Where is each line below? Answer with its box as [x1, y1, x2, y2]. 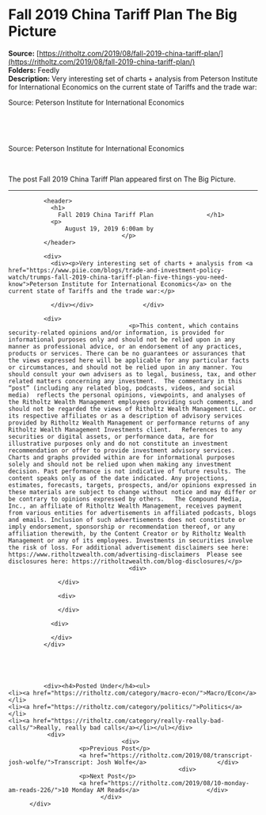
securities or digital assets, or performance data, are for [8, 432, 215, 440]
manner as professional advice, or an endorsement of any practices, [8, 342, 243, 350]
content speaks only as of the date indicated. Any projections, [8, 474, 228, 482]
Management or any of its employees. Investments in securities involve [8, 536, 253, 544]
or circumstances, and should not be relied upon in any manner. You [8, 363, 243, 371]
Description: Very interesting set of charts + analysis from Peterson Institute [8, 74, 258, 83]
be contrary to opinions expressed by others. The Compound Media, [8, 495, 243, 503]
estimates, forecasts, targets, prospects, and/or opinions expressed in [8, 481, 257, 489]
